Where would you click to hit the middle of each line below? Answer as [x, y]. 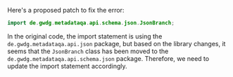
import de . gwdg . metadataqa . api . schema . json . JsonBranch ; [91, 23]
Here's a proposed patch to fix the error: [66, 10]
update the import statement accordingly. [67, 66]
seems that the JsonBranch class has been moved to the [88, 51]
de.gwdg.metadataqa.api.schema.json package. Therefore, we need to [108, 58]
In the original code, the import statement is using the [85, 36]
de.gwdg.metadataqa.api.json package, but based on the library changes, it [116, 43]
